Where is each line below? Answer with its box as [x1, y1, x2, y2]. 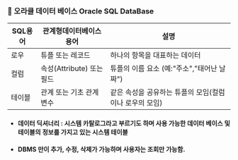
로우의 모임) [125, 98, 163, 108]
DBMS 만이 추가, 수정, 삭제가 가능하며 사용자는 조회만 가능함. [17, 145, 186, 154]
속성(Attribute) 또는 [40, 63, 103, 73]
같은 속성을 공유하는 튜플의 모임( [110, 87, 212, 97]
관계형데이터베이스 [42, 26, 101, 36]
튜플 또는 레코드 [40, 51, 91, 61]
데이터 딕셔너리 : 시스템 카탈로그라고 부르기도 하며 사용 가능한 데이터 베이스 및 [17, 118, 230, 128]
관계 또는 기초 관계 [40, 87, 99, 97]
